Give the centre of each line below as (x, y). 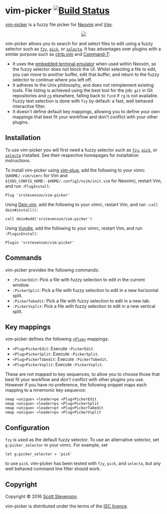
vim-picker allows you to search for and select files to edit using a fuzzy (79, 43)
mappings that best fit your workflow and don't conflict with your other (85, 117)
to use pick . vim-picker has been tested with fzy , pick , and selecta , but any (83, 464)
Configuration (27, 427)
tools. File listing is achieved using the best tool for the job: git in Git (83, 90)
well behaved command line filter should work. (53, 469)
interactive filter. (29, 106)
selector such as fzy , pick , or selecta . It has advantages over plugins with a (83, 49)
